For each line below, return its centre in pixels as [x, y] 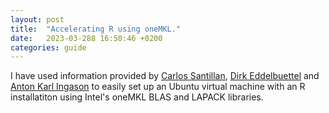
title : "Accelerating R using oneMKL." [96, 29]
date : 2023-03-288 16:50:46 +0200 [86, 38]
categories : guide [48, 47]
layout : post [37, 19]
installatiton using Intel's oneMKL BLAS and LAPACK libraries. [137, 97]
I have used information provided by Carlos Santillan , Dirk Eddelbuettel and [165, 76]
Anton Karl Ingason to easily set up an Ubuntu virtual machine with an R [158, 87]
